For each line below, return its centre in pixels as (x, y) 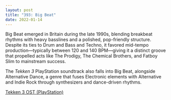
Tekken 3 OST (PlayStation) (34, 92)
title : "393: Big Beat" (31, 15)
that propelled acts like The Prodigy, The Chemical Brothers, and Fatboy (81, 56)
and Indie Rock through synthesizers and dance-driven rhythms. (74, 82)
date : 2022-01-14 (24, 19)
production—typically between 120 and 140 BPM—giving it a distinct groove (85, 51)
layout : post (19, 10)
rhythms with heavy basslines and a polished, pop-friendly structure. (78, 39)
